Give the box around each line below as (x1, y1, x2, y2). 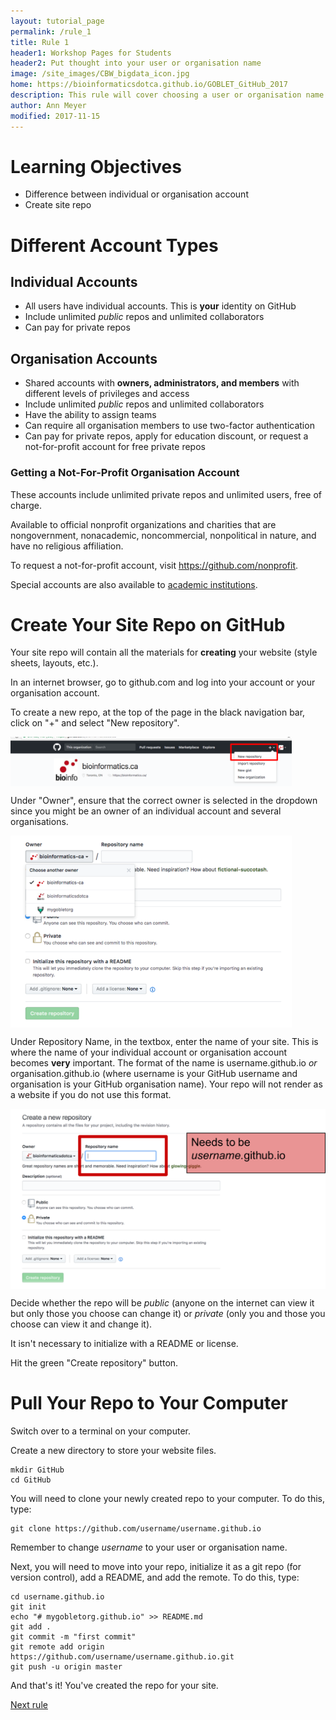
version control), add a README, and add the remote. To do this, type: (10, 1571, 300, 1583)
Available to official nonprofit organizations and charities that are (10, 518, 277, 530)
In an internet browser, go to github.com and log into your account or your (10, 676, 316, 689)
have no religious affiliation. (10, 540, 124, 552)
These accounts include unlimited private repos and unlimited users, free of (10, 488, 322, 500)
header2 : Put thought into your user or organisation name (10, 58, 262, 69)
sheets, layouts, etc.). (10, 657, 99, 669)
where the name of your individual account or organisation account (10, 1046, 288, 1058)
